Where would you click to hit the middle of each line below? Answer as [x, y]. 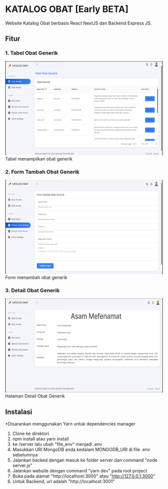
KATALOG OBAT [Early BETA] [67, 9]
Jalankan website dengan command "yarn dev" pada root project [80, 471]
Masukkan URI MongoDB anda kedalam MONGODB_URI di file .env [81, 449]
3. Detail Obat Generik [32, 290]
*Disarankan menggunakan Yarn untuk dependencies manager [70, 424]
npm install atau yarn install [40, 439]
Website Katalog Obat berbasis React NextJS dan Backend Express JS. [78, 23]
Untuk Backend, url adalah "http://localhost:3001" [63, 481]
